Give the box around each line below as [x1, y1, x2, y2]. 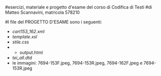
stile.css [12, 39, 29, 45]
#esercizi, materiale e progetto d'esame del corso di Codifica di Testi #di [5, 4, 152, 10]
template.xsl [12, 34, 38, 39]
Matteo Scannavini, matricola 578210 [5, 9, 80, 15]
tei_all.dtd [12, 55, 32, 61]
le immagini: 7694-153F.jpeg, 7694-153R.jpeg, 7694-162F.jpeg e [12, 60, 143, 66]
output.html [19, 49, 43, 55]
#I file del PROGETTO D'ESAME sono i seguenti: [5, 19, 102, 25]
